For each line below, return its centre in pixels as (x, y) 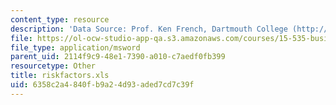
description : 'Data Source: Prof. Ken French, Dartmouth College (149, 29)
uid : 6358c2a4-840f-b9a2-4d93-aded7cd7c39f (102, 85)
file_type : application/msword (75, 47)
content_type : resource (60, 19)
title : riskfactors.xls (60, 76)
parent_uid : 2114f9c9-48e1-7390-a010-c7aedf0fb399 (118, 57)
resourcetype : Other (53, 66)
